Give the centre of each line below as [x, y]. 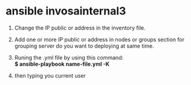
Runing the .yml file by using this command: [69, 57]
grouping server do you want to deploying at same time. [84, 46]
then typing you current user [50, 75]
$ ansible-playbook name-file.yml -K [62, 64]
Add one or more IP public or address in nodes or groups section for [99, 39]
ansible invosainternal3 [66, 11]
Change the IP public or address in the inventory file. [80, 28]
